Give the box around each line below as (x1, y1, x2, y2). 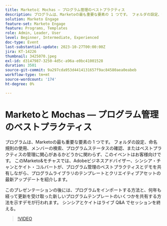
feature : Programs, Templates (5, 26, 68, 31)
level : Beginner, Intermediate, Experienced (5, 35, 99, 40)
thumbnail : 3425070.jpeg (5, 53, 57, 59)
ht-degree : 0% (5, 81, 35, 86)
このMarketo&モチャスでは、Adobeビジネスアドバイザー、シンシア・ (14, 158, 157, 164)
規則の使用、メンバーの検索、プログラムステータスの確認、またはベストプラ (5, 145, 162, 151)
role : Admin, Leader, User (5, 30, 61, 35)
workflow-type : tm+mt (5, 72, 50, 77)
